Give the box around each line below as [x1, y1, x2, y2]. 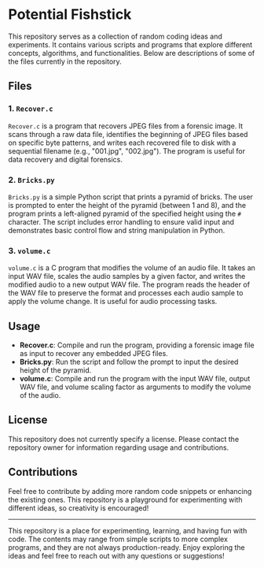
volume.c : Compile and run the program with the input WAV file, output [19, 374, 251, 384]
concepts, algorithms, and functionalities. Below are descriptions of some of [8, 48, 255, 58]
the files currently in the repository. [8, 57, 122, 66]
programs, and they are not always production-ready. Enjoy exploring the [8, 542, 245, 552]
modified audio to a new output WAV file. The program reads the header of [8, 280, 250, 289]
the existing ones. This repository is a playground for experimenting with [8, 495, 243, 504]
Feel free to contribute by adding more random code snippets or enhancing [8, 486, 252, 496]
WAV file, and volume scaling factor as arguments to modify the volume [19, 382, 251, 392]
